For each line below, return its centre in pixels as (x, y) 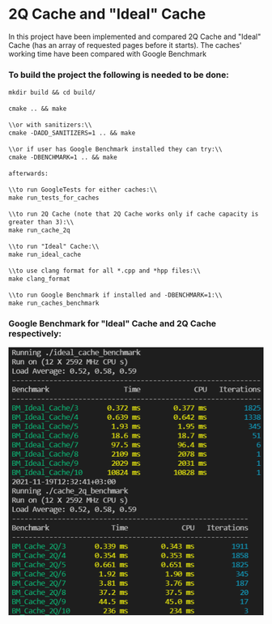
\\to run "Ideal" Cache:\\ (54, 247)
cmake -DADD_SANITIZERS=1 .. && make (72, 133)
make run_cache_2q (39, 231)
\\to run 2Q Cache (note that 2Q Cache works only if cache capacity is (134, 214)
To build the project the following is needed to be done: (119, 75)
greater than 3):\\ (41, 222)
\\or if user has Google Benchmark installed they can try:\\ (115, 150)
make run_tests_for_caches (54, 198)
